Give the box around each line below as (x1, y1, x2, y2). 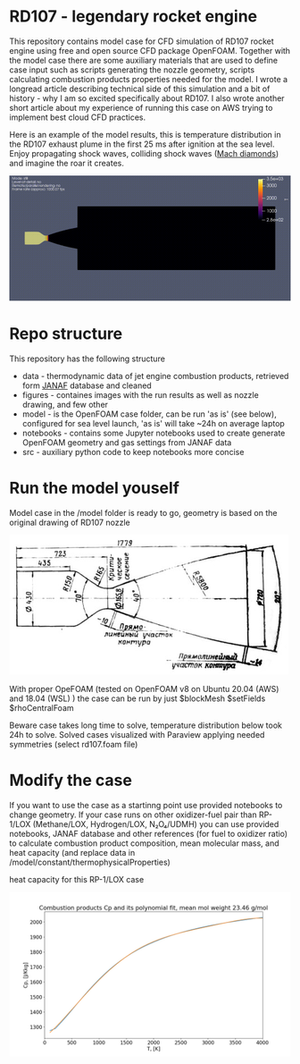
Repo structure (9, 324, 123, 344)
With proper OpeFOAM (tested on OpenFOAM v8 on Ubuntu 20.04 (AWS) (9, 683, 279, 694)
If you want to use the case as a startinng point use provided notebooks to (9, 799, 283, 810)
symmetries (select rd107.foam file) (9, 739, 138, 749)
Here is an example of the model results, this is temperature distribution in (9, 129, 281, 139)
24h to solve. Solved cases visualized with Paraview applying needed (9, 729, 265, 739)
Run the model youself (9, 478, 180, 498)
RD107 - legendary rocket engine (9, 6, 258, 27)
